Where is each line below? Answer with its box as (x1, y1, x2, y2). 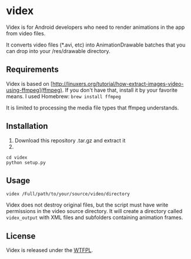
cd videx (6, 154, 28, 160)
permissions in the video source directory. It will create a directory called (6, 208, 183, 215)
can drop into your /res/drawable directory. (6, 47, 110, 54)
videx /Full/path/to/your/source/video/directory (6, 191, 130, 197)
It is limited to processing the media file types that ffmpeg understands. (6, 104, 179, 111)
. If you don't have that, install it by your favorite (62, 87, 178, 94)
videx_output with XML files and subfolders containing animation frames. (6, 214, 183, 221)
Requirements (6, 65, 59, 75)
